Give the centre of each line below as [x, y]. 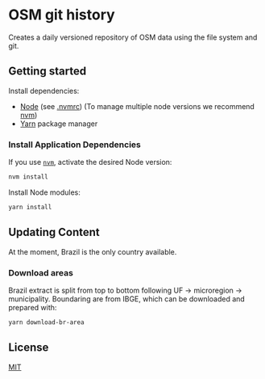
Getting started [48, 72]
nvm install [28, 177]
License [29, 348]
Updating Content [54, 232]
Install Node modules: [44, 192]
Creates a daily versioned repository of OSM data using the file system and [133, 37]
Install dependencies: [44, 91]
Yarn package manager [59, 124]
